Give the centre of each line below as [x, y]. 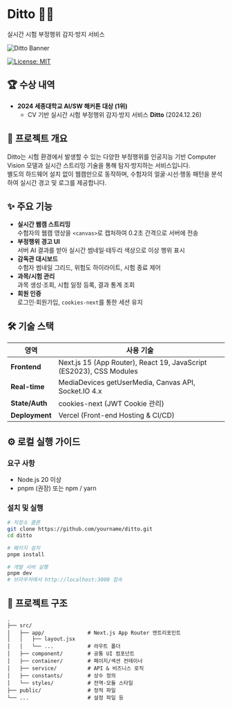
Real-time [28, 387]
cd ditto [20, 535]
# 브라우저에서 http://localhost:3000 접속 [65, 580]
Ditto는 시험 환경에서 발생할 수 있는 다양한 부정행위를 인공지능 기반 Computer [112, 156]
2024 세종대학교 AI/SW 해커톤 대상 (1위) [72, 106]
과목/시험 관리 [36, 276]
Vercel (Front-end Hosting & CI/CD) [116, 415]
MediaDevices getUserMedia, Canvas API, [127, 382]
